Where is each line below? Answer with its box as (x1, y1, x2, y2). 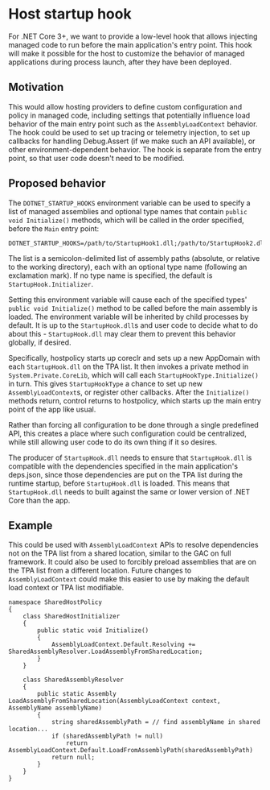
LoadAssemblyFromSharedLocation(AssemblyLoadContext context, (8, 697, 221, 705)
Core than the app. (8, 495, 71, 505)
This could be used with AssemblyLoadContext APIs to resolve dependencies (8, 540, 259, 550)
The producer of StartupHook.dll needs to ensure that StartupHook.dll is (8, 453, 252, 462)
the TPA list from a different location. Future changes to (8, 565, 192, 576)
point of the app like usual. (8, 404, 96, 414)
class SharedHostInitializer (22, 613, 121, 621)
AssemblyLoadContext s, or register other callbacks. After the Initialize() (8, 387, 250, 397)
